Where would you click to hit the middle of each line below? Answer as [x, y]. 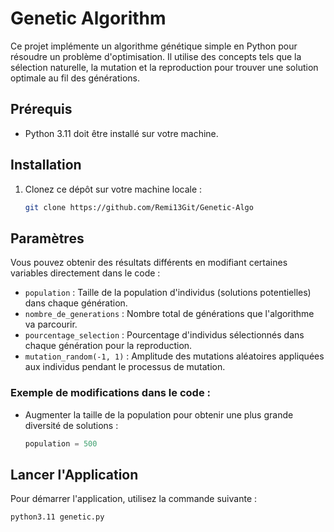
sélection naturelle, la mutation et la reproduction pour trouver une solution [164, 67]
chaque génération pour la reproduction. [108, 346]
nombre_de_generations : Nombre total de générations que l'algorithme [169, 314]
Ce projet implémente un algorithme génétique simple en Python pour [154, 46]
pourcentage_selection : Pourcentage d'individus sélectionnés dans [164, 335]
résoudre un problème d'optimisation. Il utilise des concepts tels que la [156, 56]
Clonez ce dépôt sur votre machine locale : [113, 189]
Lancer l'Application [74, 474]
